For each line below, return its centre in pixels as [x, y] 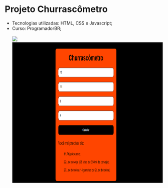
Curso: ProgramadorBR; [37, 28]
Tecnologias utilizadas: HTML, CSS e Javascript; [62, 23]
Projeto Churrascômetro [56, 9]
